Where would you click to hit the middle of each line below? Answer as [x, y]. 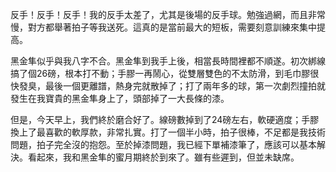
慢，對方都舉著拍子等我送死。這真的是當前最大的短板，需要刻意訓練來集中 [163, 27]
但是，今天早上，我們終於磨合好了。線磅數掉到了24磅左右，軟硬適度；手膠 [165, 119]
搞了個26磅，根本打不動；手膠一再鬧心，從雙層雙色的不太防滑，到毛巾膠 [160, 73]
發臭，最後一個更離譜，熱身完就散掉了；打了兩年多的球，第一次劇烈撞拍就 [172, 86]
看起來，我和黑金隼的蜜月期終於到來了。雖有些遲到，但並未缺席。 [163, 157]
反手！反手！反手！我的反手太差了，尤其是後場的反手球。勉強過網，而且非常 [168, 14]
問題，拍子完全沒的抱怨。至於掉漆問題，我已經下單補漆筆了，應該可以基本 [163, 144]
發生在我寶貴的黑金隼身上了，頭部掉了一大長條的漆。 [120, 98]
